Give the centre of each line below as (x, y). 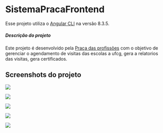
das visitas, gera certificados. (36, 59)
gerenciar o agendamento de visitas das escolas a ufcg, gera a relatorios (82, 53)
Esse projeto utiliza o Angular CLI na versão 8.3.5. (57, 23)
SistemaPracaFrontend (55, 9)
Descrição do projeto (28, 35)
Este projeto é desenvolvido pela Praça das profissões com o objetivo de (82, 48)
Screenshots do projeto (43, 75)
